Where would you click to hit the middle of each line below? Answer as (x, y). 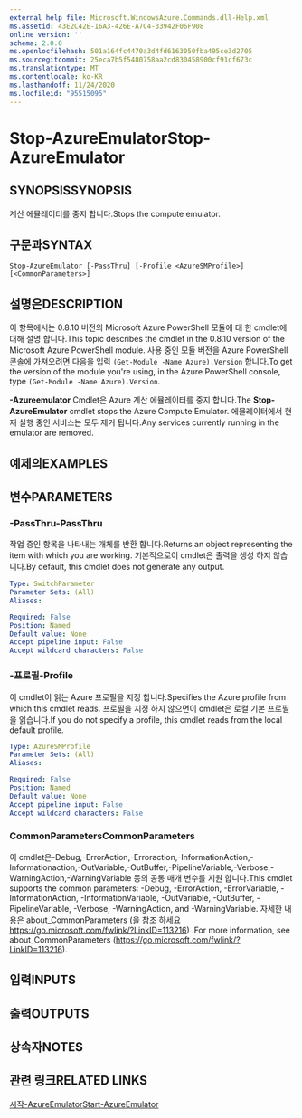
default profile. (37, 730)
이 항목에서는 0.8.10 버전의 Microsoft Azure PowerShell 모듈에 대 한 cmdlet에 (148, 327)
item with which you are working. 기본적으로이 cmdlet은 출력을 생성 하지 (140, 555)
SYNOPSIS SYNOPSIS (71, 191)
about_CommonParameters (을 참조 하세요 (103, 920)
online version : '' (46, 34)
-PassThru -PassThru (56, 523)
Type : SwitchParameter (52, 584)
